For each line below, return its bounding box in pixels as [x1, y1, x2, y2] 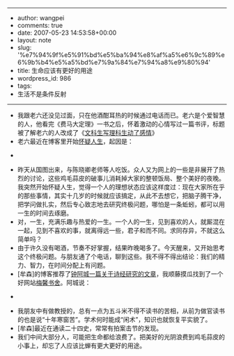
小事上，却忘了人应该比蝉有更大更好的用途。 [17, 341, 146, 350]
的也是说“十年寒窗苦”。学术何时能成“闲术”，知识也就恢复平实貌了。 [17, 316, 212, 323]
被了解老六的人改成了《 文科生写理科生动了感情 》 [17, 129, 158, 136]
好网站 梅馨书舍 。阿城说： [17, 279, 91, 286]
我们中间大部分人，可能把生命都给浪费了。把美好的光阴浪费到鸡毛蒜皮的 [17, 333, 225, 341]
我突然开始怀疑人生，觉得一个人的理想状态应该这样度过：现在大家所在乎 [17, 183, 225, 191]
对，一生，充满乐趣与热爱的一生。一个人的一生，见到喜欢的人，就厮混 [17, 218, 219, 226]
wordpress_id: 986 [17, 74, 72, 82]
